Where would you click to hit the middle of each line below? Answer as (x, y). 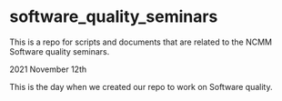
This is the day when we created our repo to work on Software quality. (141, 86)
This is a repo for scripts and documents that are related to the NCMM (141, 42)
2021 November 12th (48, 69)
